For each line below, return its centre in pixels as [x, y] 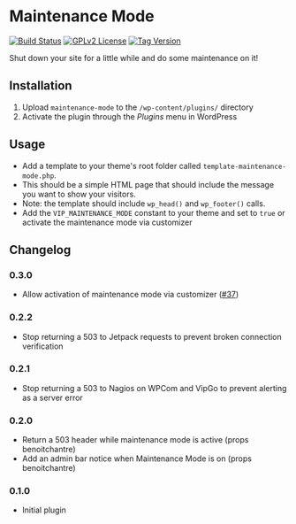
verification [42, 346]
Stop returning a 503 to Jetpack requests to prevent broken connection [152, 336]
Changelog [40, 250]
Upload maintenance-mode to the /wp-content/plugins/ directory [137, 107]
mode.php [38, 176]
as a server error [53, 397]
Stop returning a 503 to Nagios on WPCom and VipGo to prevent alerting [154, 388]
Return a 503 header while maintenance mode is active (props [135, 440]
